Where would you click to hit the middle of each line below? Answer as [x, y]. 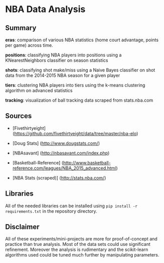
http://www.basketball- [87, 162]
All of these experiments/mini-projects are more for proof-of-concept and [81, 239]
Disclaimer [22, 227]
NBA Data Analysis [45, 9]
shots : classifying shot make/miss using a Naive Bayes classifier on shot [80, 70]
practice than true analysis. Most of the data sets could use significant [78, 244]
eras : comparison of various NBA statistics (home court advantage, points [82, 40]
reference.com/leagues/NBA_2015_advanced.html [64, 168]
